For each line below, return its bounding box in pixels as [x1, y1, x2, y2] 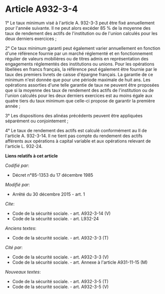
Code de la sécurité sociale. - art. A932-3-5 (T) [12, 278, 109, 284]
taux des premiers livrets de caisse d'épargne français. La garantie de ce [5, 71, 154, 77]
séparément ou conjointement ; [5, 118, 69, 124]
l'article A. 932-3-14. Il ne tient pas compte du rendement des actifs [5, 133, 143, 139]
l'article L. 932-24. [5, 143, 43, 149]
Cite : [5, 200, 15, 206]
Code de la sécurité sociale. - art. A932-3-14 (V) [12, 210, 111, 216]
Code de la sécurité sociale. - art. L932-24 [12, 215, 99, 221]
